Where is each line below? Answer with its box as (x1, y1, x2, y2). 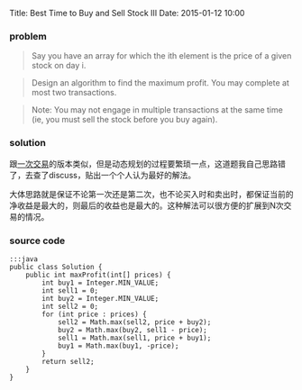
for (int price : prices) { (41, 310, 147, 319)
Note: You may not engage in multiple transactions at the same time (31, 104, 284, 115)
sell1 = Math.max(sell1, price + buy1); (57, 333, 212, 342)
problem (9, 30, 48, 42)
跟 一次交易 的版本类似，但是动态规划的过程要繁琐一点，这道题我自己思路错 (9, 158, 286, 169)
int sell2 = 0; (41, 302, 99, 311)
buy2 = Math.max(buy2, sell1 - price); (57, 325, 207, 334)
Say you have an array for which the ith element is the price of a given (31, 50, 292, 61)
